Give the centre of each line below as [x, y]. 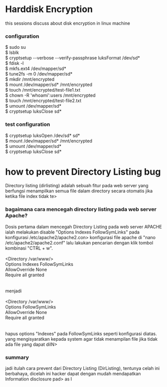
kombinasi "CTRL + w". [29, 248]
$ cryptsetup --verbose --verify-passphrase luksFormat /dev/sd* [73, 58]
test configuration [28, 124]
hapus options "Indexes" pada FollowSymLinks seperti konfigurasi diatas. [81, 334]
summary [17, 357]
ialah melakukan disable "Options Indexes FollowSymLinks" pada [72, 232]
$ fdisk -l [15, 63]
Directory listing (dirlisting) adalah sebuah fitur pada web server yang [77, 186]
